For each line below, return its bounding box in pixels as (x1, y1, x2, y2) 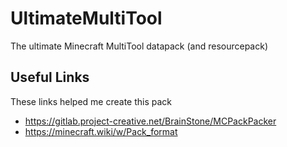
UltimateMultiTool (10, 7, 163, 30)
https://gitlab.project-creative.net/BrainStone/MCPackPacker (24, 115, 277, 127)
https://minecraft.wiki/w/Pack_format (24, 125, 178, 137)
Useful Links (10, 69, 90, 86)
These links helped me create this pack (10, 95, 173, 107)
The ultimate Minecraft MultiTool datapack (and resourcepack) (10, 40, 269, 52)
